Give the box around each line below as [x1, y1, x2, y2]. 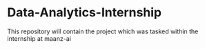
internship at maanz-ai [7, 34, 71, 42]
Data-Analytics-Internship [7, 5, 162, 20]
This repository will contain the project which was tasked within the [7, 27, 199, 35]
